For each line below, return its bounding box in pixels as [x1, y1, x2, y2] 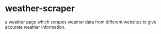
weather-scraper [5, 3, 75, 14]
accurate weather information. [5, 24, 65, 30]
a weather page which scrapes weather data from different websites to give [5, 19, 157, 25]
